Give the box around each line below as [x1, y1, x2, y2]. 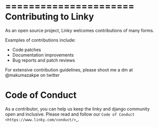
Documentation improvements [12, 52, 74, 58]
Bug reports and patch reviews [12, 57, 75, 63]
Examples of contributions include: [5, 37, 76, 43]
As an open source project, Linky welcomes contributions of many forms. [5, 27, 155, 33]
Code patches [12, 47, 41, 53]
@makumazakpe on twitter [5, 72, 60, 78]
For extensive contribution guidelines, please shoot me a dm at [5, 66, 133, 72]
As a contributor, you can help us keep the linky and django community [5, 106, 150, 112]
